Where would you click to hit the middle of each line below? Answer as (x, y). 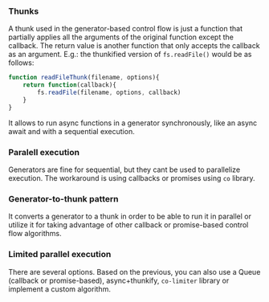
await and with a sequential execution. (71, 131)
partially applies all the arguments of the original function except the (121, 37)
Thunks (24, 11)
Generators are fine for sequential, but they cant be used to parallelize (124, 169)
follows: (21, 63)
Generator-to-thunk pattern (63, 198)
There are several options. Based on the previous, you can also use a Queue (134, 271)
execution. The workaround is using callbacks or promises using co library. (132, 178)
